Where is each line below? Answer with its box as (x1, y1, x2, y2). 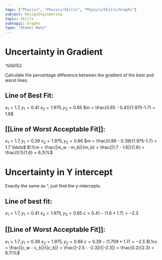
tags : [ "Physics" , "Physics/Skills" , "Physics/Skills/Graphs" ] (5, 7, 137, 12)
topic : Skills (5, 16, 34, 21)
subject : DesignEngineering (5, 12, 63, 17)
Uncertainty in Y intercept (5, 167, 113, 178)
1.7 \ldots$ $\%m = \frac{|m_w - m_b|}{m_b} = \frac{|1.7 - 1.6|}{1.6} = (5, 144, 145, 150)
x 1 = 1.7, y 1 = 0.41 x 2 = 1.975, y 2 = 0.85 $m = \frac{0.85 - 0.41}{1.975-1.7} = (5, 104, 156, 112)
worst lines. (5, 77, 28, 83)
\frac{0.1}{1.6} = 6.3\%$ (5, 150, 53, 156)
